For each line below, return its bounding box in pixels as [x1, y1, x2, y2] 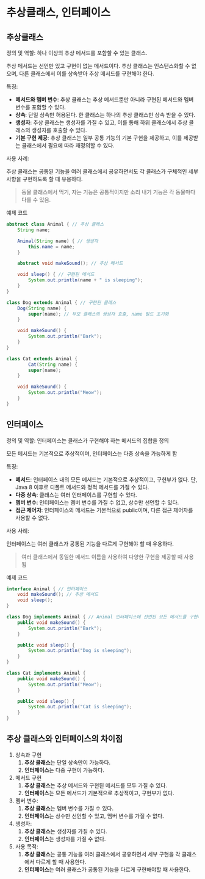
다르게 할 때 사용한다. [35, 858, 87, 866]
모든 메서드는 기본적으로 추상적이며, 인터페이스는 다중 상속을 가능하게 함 [6, 450, 178, 457]
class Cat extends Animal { [6, 355, 78, 362]
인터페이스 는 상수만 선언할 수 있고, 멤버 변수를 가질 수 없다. [24, 812, 165, 820]
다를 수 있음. [21, 196, 51, 203]
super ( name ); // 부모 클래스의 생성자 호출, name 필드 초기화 [28, 311, 169, 317]
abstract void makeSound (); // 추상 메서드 [17, 261, 123, 267]
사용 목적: [15, 842, 38, 850]
